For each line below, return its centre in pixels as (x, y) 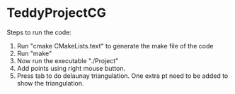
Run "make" (34, 53)
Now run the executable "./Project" (68, 60)
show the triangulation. (50, 83)
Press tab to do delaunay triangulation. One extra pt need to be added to (122, 76)
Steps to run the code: (39, 32)
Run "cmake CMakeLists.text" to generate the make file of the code (115, 46)
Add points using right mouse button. (71, 68)
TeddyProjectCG (57, 13)
